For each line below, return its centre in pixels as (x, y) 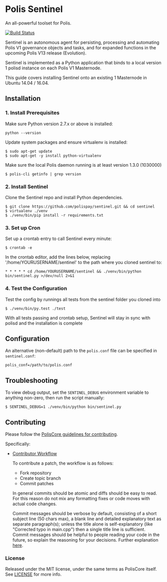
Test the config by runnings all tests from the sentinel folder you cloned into (83, 299)
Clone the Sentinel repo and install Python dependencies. (64, 197)
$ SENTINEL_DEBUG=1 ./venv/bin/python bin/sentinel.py (63, 407)
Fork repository (35, 473)
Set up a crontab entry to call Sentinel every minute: (59, 239)
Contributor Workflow (35, 453)
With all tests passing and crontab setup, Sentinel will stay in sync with (78, 317)
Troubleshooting (32, 380)
